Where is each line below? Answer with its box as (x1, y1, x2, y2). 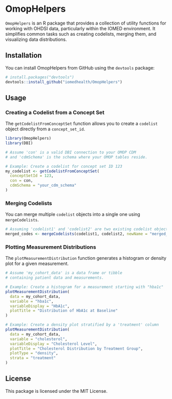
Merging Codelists (5, 199, 52, 207)
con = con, (10, 178, 33, 183)
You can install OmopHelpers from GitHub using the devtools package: (5, 64, 155, 71)
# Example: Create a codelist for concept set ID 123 (5, 164, 123, 169)
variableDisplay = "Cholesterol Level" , (10, 341, 97, 346)
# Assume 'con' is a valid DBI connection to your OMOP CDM (5, 149, 137, 155)
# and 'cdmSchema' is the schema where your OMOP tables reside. (5, 154, 147, 160)
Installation (5, 51, 42, 60)
